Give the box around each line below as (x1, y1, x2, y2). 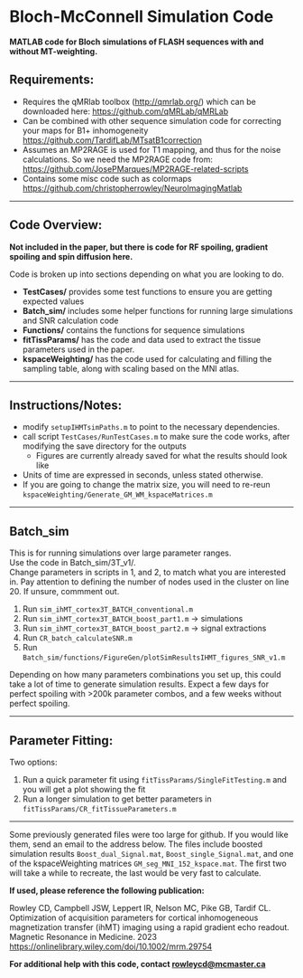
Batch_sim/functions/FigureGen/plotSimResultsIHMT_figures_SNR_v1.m (22, 653, 286, 662)
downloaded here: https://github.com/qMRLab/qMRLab (22, 106, 229, 117)
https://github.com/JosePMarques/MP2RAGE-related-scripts (22, 163, 250, 174)
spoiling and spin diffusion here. (9, 251, 133, 261)
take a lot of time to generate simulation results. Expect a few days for (9, 679, 270, 689)
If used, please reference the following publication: (9, 885, 205, 896)
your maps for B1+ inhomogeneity (22, 125, 149, 136)
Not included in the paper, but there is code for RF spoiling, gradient (9, 242, 269, 252)
